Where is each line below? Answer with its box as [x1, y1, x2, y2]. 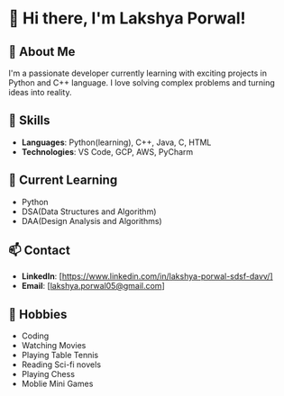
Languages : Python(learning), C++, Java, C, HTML [21, 137, 212, 148]
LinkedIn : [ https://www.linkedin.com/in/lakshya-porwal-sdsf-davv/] [21, 271, 273, 282]
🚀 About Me [8, 44, 76, 59]
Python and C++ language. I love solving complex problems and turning [8, 77, 276, 88]
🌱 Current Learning [8, 173, 118, 188]
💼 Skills [8, 112, 50, 129]
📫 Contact [8, 243, 71, 258]
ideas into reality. [8, 87, 73, 97]
